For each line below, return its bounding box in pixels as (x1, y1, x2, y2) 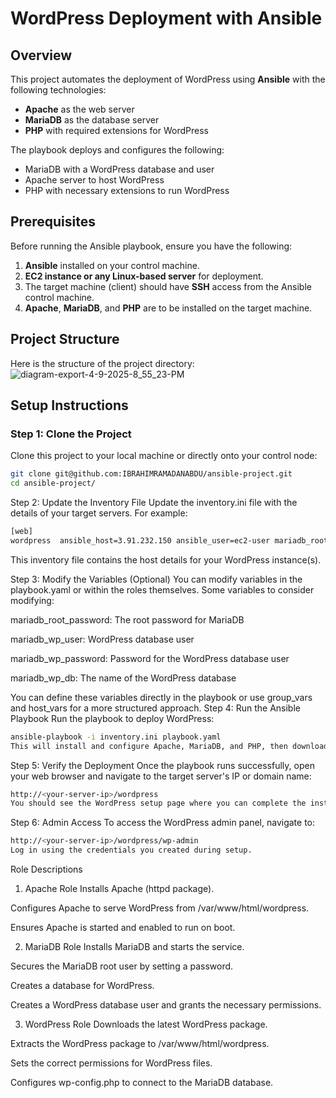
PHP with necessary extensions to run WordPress (24, 185, 230, 196)
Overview (10, 47, 73, 64)
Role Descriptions (10, 863, 83, 876)
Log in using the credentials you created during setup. (10, 845, 253, 856)
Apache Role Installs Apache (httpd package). (24, 883, 215, 895)
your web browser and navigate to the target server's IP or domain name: (10, 770, 312, 782)
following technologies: (10, 84, 107, 96)
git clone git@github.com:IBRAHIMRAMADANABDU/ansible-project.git (10, 469, 293, 479)
